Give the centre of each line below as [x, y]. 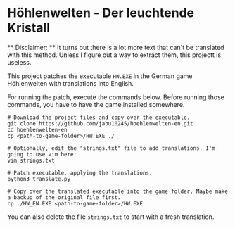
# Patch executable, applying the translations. [80, 173]
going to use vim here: [42, 154]
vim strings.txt [31, 160]
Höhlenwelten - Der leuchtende [101, 13]
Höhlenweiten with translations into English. [70, 83]
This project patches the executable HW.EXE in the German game [100, 76]
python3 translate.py [39, 179]
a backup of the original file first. [64, 197]
